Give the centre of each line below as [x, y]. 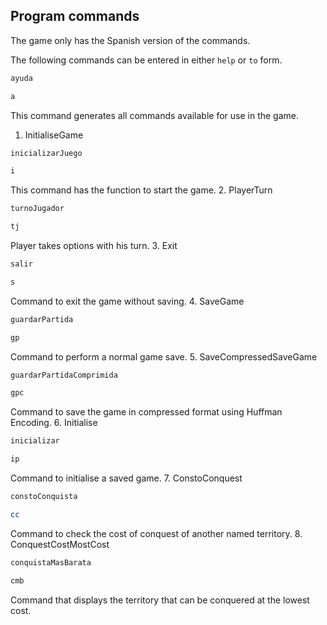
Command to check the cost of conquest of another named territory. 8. [156, 533]
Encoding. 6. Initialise [54, 423]
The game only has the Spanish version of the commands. [130, 40]
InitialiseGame [54, 135]
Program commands [75, 16]
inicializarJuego [46, 153]
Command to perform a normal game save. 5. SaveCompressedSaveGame [164, 356]
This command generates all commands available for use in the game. [155, 115]
